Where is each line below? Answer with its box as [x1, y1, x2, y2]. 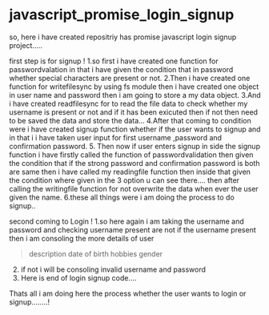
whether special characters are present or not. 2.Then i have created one [9, 73, 251, 83]
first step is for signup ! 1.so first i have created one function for [9, 56, 219, 66]
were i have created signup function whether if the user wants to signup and [9, 124, 261, 134]
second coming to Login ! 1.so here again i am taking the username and [9, 216, 244, 226]
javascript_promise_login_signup [9, 6, 235, 24]
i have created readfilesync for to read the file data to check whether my [9, 99, 248, 108]
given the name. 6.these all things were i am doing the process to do [9, 192, 235, 202]
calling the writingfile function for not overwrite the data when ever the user [9, 184, 259, 193]
